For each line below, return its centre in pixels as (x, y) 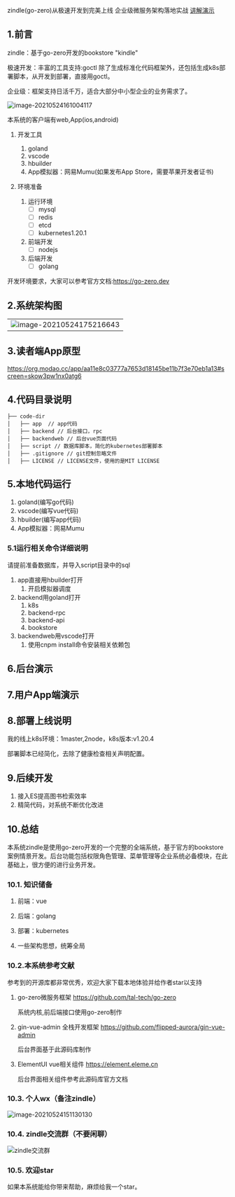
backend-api (46, 620)
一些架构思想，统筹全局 (51, 946)
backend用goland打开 (49, 597)
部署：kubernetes (43, 931)
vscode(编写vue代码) (48, 511)
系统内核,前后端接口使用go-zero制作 (70, 1012)
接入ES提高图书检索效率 (52, 796)
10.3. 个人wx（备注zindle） (54, 1099)
